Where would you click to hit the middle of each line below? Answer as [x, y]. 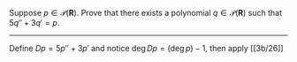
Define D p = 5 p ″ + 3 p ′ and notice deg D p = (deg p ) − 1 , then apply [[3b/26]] [147, 48]
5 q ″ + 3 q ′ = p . [34, 23]
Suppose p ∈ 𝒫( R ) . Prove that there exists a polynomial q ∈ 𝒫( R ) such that [146, 13]
